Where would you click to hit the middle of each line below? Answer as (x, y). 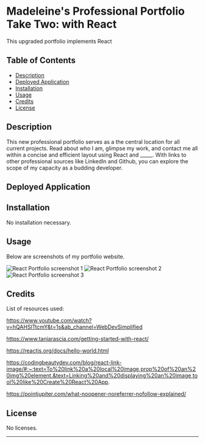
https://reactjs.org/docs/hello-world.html (58, 351)
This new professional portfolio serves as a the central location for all (93, 141)
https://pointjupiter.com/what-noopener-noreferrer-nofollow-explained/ (96, 394)
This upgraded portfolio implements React (59, 41)
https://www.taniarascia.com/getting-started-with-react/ (78, 339)
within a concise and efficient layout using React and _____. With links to (96, 155)
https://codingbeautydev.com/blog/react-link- (64, 363)
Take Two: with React (62, 24)
